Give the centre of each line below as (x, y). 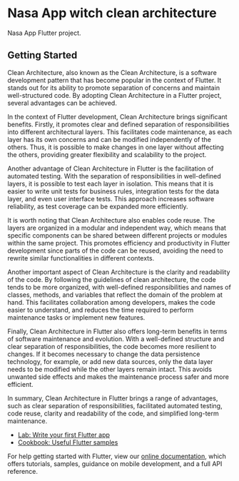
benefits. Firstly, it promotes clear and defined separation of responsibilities (118, 124)
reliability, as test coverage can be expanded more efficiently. (98, 206)
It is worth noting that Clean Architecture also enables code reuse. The (111, 220)
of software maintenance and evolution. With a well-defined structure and (116, 339)
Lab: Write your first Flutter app (64, 435)
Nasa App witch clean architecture (112, 13)
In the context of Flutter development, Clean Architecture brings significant (117, 116)
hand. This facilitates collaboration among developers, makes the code (111, 302)
